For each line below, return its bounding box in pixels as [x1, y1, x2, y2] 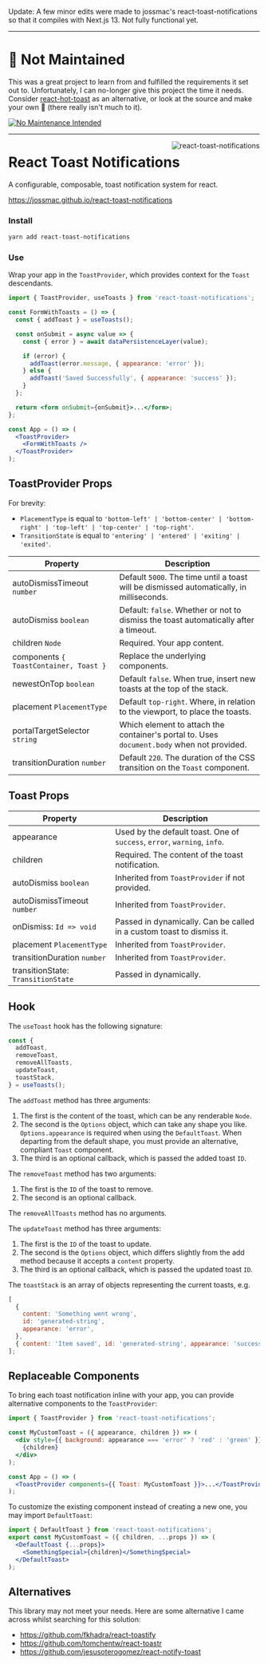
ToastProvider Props [8, 477, 113, 491]
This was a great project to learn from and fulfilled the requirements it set [8, 77, 249, 86]
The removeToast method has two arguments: [8, 1169, 157, 1178]
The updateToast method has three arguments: [8, 1224, 162, 1233]
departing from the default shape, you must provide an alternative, [19, 1136, 239, 1145]
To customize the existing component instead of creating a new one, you [8, 1502, 247, 1512]
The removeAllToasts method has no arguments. [8, 1208, 167, 1217]
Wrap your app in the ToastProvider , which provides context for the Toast [8, 270, 250, 280]
